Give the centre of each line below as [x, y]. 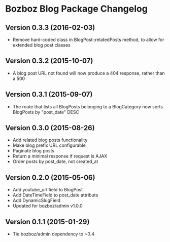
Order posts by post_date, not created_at [55, 162]
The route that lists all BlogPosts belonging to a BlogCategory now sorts [88, 106]
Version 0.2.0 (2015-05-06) [50, 177]
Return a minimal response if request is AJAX [60, 156]
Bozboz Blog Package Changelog [77, 9]
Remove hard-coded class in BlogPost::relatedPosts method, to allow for [88, 39]
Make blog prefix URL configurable [49, 145]
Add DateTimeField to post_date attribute [55, 195]
